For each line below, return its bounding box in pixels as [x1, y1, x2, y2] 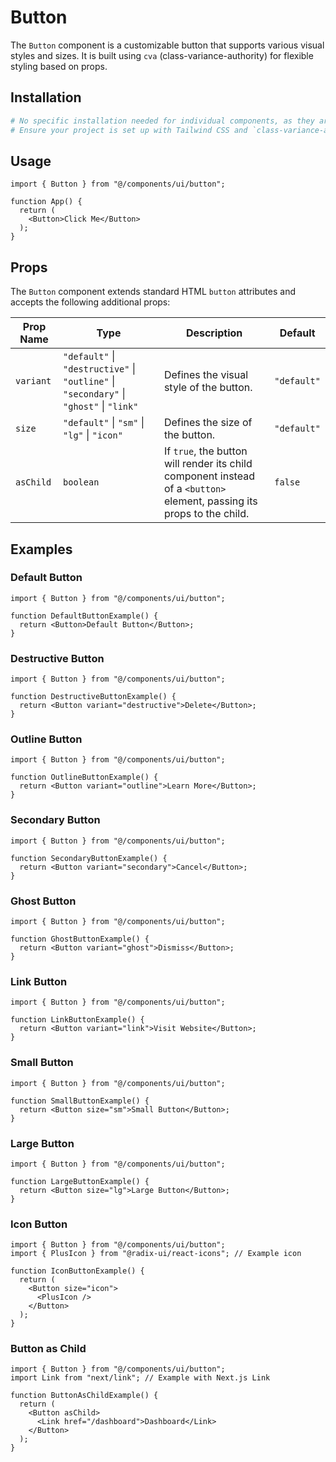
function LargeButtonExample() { [10, 1176, 150, 1186]
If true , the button [163, 444, 248, 458]
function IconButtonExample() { [10, 1266, 145, 1276]
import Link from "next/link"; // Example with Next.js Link [10, 1373, 271, 1383]
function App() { [10, 197, 83, 207]
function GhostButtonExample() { [10, 934, 150, 944]
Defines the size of [163, 416, 253, 430]
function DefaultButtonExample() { [10, 611, 159, 621]
